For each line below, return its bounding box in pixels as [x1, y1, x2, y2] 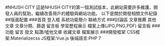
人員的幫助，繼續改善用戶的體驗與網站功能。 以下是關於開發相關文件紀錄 [9, 10, 158, 16]
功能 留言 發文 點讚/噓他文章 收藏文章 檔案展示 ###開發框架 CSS [5, 29, 136, 35]
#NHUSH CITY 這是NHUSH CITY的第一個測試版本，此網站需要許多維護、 [5, 4, 154, 10]
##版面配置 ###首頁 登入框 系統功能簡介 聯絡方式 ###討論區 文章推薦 [5, 17, 147, 22]
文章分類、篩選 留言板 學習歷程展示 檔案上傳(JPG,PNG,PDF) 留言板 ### [14, 23, 161, 29]
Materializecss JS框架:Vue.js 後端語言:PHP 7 [10, 35, 101, 41]
